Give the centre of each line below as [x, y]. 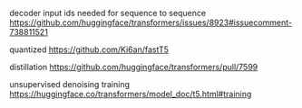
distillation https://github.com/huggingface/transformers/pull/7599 [134, 67]
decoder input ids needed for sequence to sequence [108, 13]
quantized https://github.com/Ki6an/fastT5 [89, 49]
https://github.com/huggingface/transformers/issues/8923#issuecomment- [151, 22]
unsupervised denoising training [69, 84]
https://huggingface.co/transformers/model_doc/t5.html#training [131, 94]
